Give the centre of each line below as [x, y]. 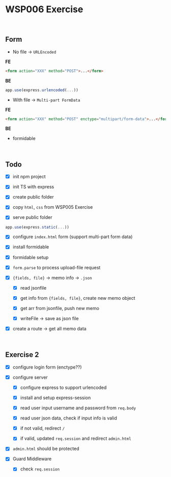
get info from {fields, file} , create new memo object [78, 298]
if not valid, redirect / [42, 428]
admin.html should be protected [46, 448]
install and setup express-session [55, 398]
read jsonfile [33, 288]
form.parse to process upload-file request [56, 267]
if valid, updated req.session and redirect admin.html [76, 438]
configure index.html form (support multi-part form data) [73, 237]
